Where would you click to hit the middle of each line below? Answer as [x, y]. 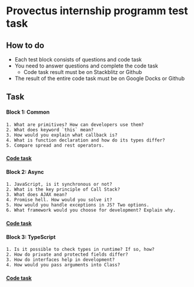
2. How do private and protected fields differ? [67, 255]
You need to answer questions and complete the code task [86, 66]
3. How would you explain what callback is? [62, 135]
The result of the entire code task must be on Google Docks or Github [100, 78]
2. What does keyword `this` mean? [50, 130]
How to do [25, 45]
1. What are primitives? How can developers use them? [75, 125]
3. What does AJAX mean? [37, 195]
